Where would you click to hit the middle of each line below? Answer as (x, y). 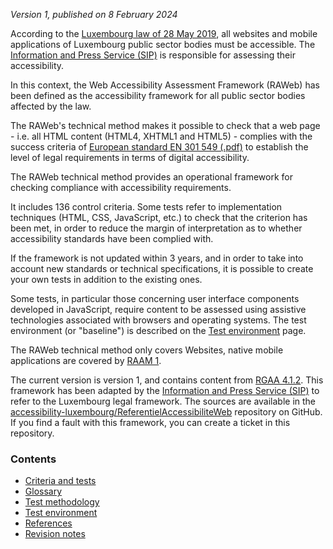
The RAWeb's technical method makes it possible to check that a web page (165, 125)
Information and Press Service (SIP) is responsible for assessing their (153, 55)
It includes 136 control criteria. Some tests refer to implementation (146, 207)
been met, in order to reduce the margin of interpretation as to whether (156, 228)
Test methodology (62, 502)
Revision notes (55, 534)
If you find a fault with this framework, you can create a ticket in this (150, 422)
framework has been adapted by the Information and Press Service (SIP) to (165, 390)
